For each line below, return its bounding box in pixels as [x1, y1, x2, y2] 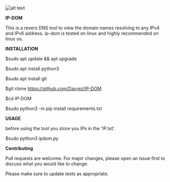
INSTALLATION [5, 46, 38, 51]
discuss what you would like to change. [5, 161, 89, 167]
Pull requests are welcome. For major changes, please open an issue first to [5, 155, 165, 161]
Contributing [5, 145, 33, 151]
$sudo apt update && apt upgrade [5, 56, 77, 62]
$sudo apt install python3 [5, 66, 59, 71]
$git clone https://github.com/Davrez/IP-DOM [5, 85, 101, 92]
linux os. [5, 36, 23, 42]
